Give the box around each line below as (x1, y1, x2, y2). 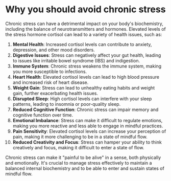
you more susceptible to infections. (12, 68, 87, 75)
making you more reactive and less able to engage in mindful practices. (12, 123, 163, 129)
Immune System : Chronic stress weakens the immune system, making (12, 63, 162, 69)
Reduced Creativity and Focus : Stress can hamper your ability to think (12, 139, 162, 145)
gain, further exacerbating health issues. (12, 90, 99, 96)
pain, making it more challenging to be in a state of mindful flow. (12, 133, 148, 140)
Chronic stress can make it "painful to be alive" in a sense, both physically (5, 154, 161, 161)
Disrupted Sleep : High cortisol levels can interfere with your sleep (12, 96, 152, 102)
